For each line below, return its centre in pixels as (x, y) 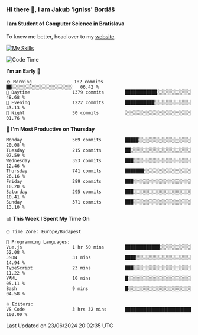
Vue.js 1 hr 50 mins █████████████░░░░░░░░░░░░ (99, 247)
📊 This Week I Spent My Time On (48, 219)
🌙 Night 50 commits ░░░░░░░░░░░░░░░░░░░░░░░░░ (99, 113)
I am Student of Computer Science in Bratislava (65, 24)
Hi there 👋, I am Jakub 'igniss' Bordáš (61, 9)
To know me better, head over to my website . (61, 37)
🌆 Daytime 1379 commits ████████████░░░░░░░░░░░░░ (99, 92)
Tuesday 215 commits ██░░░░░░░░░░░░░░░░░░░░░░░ (99, 150)
